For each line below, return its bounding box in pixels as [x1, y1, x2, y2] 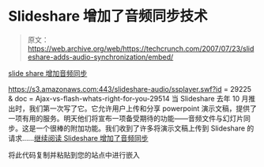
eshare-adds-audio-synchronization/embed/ [27, 52, 174, 62]
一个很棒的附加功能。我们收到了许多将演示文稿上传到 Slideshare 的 [35, 123, 255, 133]
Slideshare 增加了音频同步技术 [8, 7, 208, 25]
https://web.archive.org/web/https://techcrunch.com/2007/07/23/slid [27, 44, 255, 53]
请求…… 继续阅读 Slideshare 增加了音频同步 [8, 133, 149, 142]
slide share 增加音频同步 [8, 68, 88, 78]
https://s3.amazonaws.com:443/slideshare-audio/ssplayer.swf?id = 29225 [8, 84, 251, 93]
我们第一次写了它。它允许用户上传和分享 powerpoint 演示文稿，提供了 [28, 104, 257, 113]
